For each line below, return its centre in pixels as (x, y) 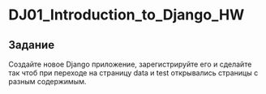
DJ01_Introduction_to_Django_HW (127, 15)
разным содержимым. (47, 81)
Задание (32, 45)
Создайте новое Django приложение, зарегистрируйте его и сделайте (130, 64)
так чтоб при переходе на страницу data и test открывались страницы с (133, 73)
